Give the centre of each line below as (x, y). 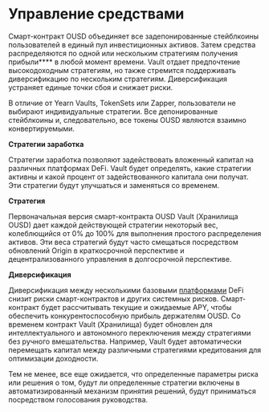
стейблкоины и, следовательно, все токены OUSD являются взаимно (127, 120)
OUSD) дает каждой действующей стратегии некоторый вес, (113, 225)
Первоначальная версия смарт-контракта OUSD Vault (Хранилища (123, 216)
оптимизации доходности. (53, 358)
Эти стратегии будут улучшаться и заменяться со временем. (114, 185)
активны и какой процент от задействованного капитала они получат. (128, 177)
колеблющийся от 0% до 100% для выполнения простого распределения (135, 233)
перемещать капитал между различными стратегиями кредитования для (135, 349)
